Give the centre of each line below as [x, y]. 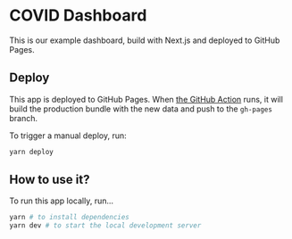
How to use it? [50, 180]
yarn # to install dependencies [69, 218]
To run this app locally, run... [62, 201]
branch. [24, 118]
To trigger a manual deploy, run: [68, 136]
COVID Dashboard [78, 16]
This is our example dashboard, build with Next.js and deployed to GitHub [145, 40]
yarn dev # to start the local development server [105, 226]
